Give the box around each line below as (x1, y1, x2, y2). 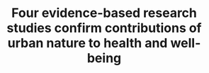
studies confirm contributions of (6, 20, 203, 36)
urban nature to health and (7, 35, 168, 51)
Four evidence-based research (11, 5, 198, 21)
